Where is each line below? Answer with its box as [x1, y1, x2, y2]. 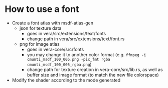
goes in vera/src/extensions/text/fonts [27, 30, 106, 36]
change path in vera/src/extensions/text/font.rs [27, 36, 125, 42]
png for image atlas [19, 41, 60, 47]
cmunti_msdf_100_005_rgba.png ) [27, 61, 92, 67]
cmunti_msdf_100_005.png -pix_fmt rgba [27, 57, 111, 62]
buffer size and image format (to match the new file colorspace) [27, 72, 159, 78]
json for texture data [19, 25, 62, 31]
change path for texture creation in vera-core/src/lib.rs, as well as [27, 66, 163, 73]
